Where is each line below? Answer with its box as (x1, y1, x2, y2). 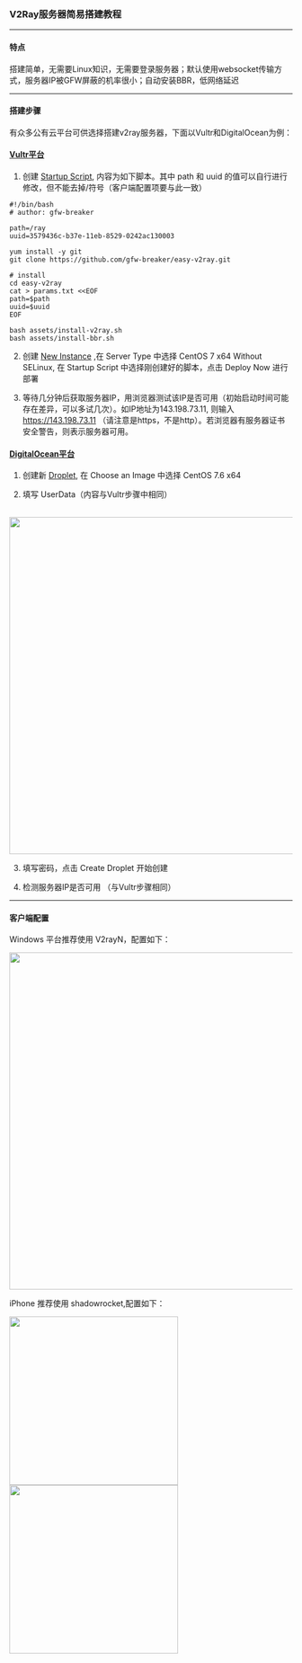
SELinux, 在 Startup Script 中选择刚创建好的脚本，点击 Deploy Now (22, 361, 271, 372)
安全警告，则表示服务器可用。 (22, 425, 133, 437)
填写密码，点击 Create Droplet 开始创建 (22, 863, 168, 874)
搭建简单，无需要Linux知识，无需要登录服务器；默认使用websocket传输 (9, 63, 275, 74)
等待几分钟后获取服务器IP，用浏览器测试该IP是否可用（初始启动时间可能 (22, 392, 289, 403)
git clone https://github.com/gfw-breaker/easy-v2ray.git (9, 254, 231, 264)
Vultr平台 (9, 149, 45, 160)
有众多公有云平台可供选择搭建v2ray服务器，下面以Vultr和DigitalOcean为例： (9, 127, 293, 138)
